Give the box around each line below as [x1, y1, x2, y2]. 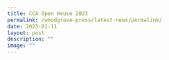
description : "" [7, 36, 54, 43]
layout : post [7, 29, 45, 37]
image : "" [7, 42, 36, 49]
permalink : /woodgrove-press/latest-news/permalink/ [7, 17, 163, 23]
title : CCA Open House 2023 [7, 10, 89, 17]
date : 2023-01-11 [7, 23, 57, 30]
